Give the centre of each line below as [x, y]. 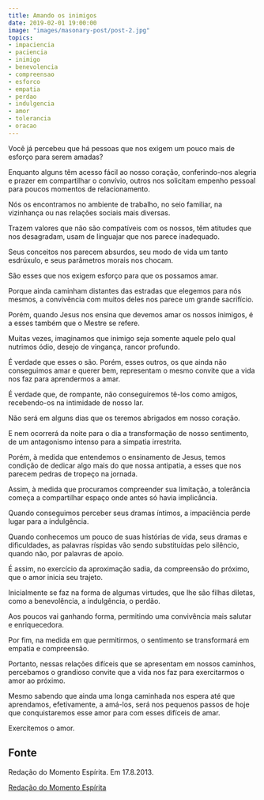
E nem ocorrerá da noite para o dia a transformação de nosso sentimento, [128, 433]
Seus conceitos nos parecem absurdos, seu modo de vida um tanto [118, 252]
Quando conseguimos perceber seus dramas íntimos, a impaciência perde [129, 513]
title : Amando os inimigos [53, 15]
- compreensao [32, 74]
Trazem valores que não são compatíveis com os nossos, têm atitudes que [130, 228]
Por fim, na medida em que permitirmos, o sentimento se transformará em [129, 640]
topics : [21, 38]
